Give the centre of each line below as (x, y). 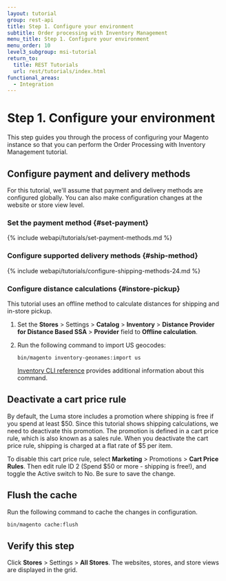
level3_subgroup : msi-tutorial (52, 52)
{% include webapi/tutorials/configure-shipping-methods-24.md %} (104, 270)
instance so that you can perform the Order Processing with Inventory (106, 145)
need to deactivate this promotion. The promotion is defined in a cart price (113, 431)
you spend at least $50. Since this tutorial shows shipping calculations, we (113, 423)
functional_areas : (33, 78)
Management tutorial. (38, 152)
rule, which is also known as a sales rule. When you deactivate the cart (108, 438)
